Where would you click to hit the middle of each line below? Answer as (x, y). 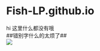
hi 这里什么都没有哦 (30, 28)
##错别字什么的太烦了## (37, 35)
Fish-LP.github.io (50, 11)
